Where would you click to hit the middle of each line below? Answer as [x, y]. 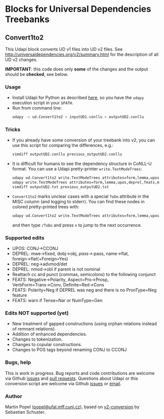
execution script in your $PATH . [43, 103]
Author [14, 396]
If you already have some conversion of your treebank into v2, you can [83, 140]
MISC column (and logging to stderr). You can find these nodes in [78, 201]
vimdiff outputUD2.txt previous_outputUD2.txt [60, 187]
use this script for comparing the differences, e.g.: [63, 145]
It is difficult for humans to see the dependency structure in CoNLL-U [82, 164]
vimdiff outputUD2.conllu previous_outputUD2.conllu [67, 154]
